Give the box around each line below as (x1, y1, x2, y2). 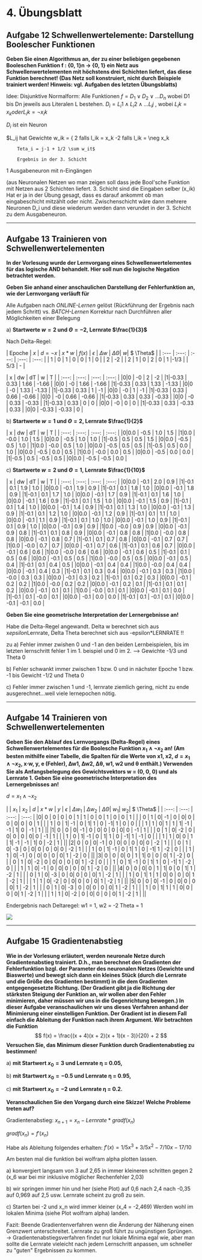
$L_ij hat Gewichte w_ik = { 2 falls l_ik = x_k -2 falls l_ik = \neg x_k (6, 134, 170, 141)
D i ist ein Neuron (6, 121, 47, 130)
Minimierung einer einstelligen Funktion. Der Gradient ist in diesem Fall (6, 1010, 188, 1017)
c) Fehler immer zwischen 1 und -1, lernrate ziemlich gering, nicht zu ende (6, 684, 189, 690)
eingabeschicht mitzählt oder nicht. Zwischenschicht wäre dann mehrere (6, 198, 187, 205)
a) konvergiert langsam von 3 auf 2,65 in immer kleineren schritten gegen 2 (6, 1167, 193, 1175)
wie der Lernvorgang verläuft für (6, 290, 90, 297)
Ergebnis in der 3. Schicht (17, 156, 87, 162)
